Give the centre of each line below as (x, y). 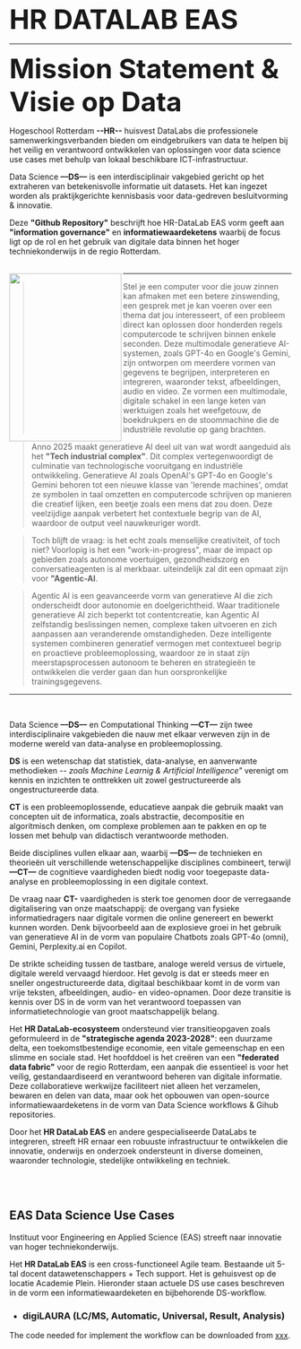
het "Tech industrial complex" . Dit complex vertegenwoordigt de (152, 456)
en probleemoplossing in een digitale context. (124, 882)
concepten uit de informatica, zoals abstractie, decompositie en (127, 817)
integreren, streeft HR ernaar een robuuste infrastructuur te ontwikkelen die (149, 1141)
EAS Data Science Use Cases (92, 1216)
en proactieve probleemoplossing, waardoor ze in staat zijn (141, 653)
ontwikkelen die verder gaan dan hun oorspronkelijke (129, 672)
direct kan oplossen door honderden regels (203, 324)
